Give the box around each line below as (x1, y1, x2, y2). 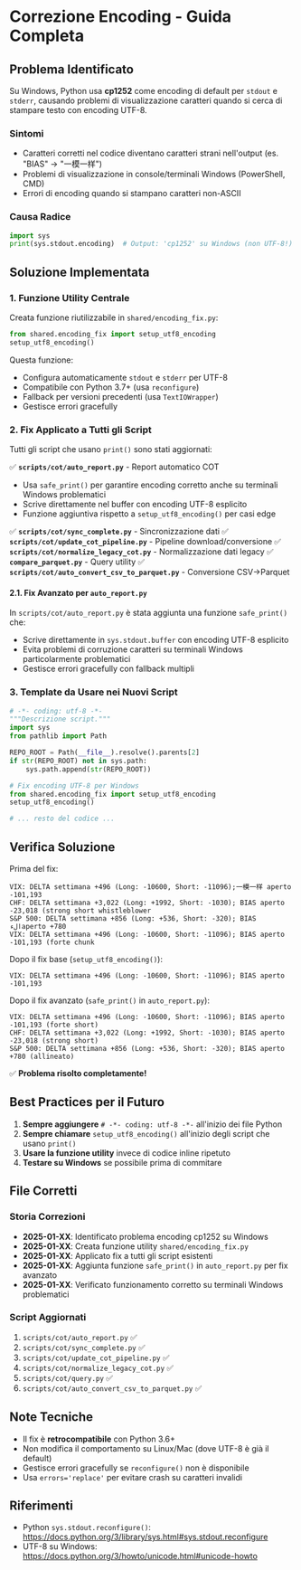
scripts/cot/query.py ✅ (22, 1372, 113, 1383)
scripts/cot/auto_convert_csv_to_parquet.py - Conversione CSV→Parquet (9, 567, 290, 578)
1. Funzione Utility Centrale (9, 291, 130, 304)
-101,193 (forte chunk (9, 938, 95, 947)
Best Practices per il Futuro (9, 1094, 165, 1110)
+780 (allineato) (9, 1052, 75, 1062)
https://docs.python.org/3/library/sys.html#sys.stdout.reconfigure (22, 1531, 268, 1543)
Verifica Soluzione (9, 839, 116, 855)
